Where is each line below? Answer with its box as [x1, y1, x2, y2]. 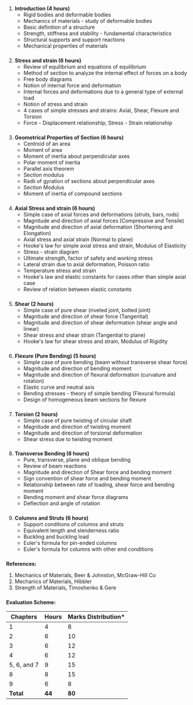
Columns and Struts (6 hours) [14, 514, 89, 521]
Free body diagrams [23, 76, 72, 83]
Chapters [11, 613, 38, 621]
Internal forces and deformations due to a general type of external [23, 88, 184, 95]
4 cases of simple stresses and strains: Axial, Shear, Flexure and [23, 107, 180, 114]
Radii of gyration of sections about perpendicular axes [23, 177, 155, 184]
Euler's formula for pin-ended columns [23, 540, 117, 547]
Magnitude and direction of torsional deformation [23, 429, 143, 436]
